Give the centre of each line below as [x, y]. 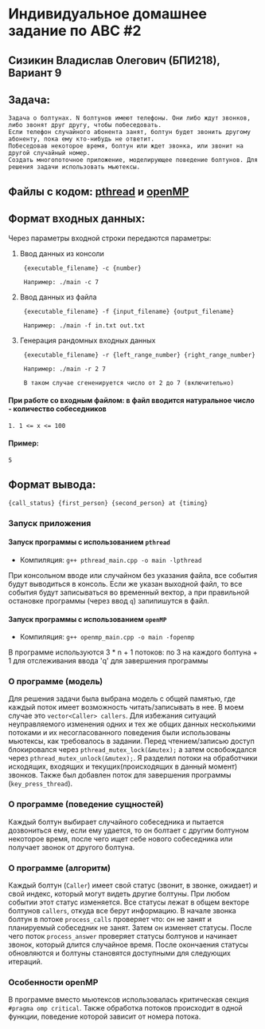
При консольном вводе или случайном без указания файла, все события [133, 575]
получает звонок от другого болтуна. [72, 847]
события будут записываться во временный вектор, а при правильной [129, 592]
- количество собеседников [58, 409]
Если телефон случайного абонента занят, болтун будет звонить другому [129, 133]
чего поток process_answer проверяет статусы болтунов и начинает [123, 936]
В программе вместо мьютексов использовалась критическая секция [129, 999]
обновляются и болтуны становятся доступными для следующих [119, 953]
